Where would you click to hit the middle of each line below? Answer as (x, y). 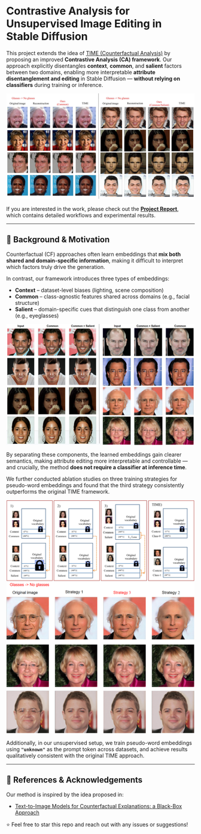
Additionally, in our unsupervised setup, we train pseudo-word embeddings (99, 743)
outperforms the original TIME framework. (58, 491)
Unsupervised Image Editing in (84, 24)
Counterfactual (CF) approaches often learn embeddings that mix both (94, 254)
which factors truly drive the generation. (56, 267)
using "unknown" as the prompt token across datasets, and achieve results (97, 749)
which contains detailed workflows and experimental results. (81, 215)
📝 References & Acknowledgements (74, 780)
